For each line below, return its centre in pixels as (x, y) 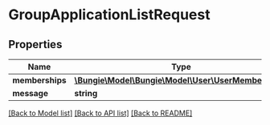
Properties (35, 44)
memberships (39, 80)
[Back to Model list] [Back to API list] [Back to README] (100, 113)
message (30, 93)
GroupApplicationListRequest (109, 15)
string (86, 93)
